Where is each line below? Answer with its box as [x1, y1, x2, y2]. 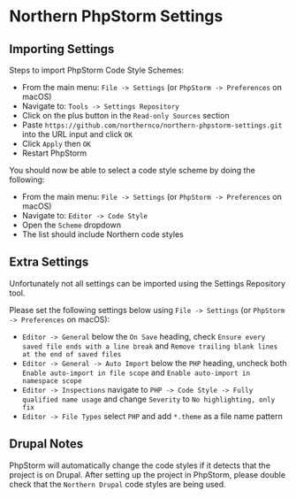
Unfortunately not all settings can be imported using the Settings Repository [9, 278, 285, 288]
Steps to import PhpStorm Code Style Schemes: [9, 65, 185, 75]
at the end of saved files [21, 349, 122, 359]
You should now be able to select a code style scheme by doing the [9, 165, 256, 175]
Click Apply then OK [21, 139, 91, 149]
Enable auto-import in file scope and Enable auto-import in [21, 367, 250, 378]
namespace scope [21, 376, 82, 386]
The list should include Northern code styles [21, 229, 184, 240]
